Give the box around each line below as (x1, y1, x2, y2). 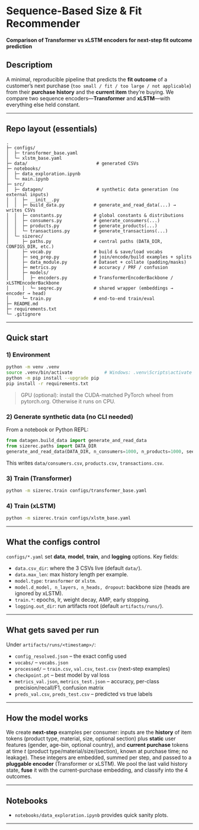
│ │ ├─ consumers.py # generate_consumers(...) (6, 217, 161, 223)
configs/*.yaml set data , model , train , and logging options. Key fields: (6, 553, 179, 560)
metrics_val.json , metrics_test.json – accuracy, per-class (14, 677, 160, 684)
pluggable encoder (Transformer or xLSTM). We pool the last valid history (6, 760, 188, 768)
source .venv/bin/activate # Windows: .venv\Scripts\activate (6, 370, 192, 375)
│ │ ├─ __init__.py (6, 197, 60, 203)
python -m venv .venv (6, 364, 60, 370)
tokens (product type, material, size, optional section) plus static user (6, 735, 176, 742)
